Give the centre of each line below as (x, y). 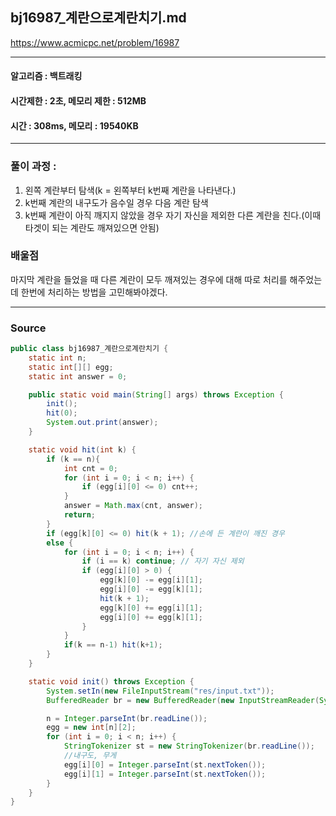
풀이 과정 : (33, 166)
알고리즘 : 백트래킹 (46, 76)
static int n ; (57, 358)
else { (60, 543)
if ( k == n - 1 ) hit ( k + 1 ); (113, 645)
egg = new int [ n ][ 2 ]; (91, 728)
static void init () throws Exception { (111, 681)
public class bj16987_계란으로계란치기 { (89, 349)
